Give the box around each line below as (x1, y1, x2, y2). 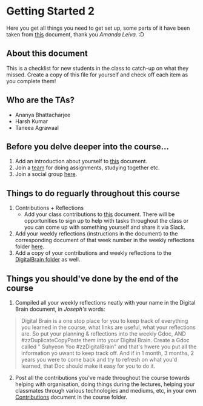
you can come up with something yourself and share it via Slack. (24, 223, 186, 231)
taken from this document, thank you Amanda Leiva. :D (6, 30, 144, 38)
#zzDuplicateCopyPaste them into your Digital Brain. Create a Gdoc (21, 337, 190, 343)
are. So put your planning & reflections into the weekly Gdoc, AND (21, 330, 186, 337)
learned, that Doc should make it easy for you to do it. (21, 362, 156, 370)
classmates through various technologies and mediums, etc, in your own (15, 387, 196, 394)
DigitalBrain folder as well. (15, 256, 81, 263)
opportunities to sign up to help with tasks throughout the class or (24, 217, 189, 225)
